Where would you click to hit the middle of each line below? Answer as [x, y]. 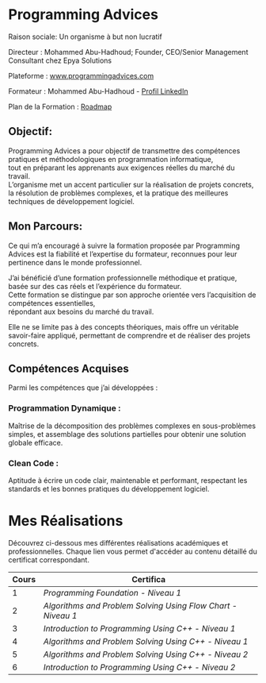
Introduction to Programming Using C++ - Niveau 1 [139, 628]
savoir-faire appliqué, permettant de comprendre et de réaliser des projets [129, 335]
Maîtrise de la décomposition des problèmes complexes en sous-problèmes [132, 426]
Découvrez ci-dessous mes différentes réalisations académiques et [118, 542]
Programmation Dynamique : [65, 408]
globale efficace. [36, 442]
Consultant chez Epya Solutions [60, 60]
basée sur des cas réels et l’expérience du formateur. [95, 286]
